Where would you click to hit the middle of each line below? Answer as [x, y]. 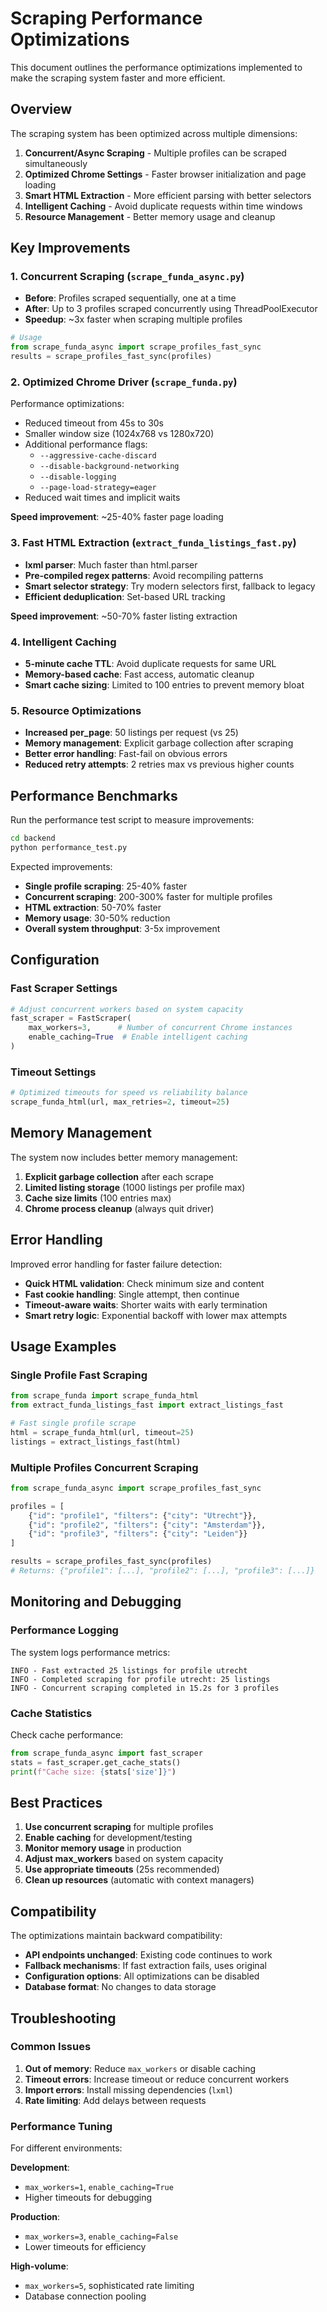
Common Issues [51, 2047]
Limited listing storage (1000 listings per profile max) [135, 1187]
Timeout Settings [53, 1072]
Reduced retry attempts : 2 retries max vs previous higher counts [159, 764]
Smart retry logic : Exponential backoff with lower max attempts [156, 1315]
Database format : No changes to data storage [120, 1987]
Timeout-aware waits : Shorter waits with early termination [146, 1304]
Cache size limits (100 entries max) [98, 1198]
